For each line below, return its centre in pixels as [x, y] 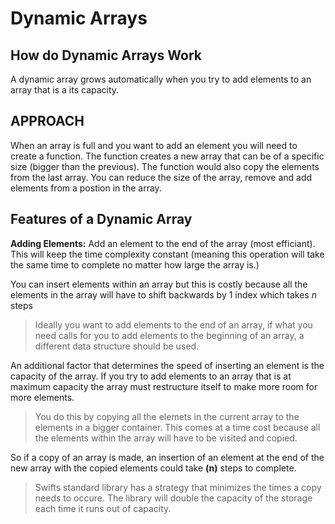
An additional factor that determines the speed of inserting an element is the [167, 365]
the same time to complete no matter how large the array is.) [135, 264]
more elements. [42, 397]
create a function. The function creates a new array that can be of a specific [167, 156]
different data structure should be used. [117, 346]
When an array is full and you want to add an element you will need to [154, 145]
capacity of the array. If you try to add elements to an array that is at [151, 376]
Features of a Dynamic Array [101, 219]
